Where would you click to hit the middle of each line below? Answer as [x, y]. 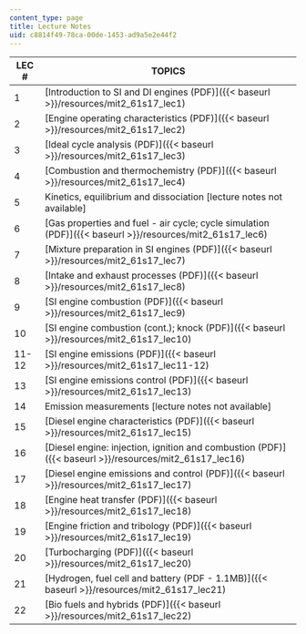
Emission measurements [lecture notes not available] [158, 406]
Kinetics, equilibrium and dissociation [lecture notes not [163, 197]
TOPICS [168, 71]
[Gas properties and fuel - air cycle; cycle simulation [157, 223]
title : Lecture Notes [51, 26]
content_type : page [46, 18]
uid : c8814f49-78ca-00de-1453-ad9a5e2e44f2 [93, 35]
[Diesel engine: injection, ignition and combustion [150, 447]
